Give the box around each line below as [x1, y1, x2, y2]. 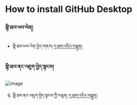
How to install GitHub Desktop [5, 4, 132, 15]
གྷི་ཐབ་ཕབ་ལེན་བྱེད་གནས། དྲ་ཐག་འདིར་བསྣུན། [12, 43, 82, 49]
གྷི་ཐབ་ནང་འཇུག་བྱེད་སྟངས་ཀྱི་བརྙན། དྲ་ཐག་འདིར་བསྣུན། [12, 92, 97, 98]
